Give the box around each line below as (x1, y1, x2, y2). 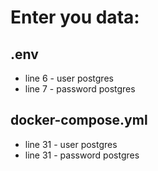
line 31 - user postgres (24, 138, 118, 150)
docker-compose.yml (10, 112, 148, 129)
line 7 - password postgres (24, 83, 136, 95)
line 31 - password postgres (24, 149, 140, 161)
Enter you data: (10, 6, 140, 29)
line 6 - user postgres (24, 72, 114, 84)
